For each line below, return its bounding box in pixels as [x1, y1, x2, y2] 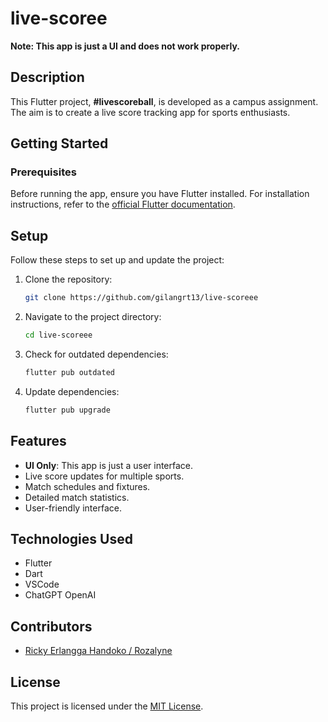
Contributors [10, 618, 93, 635]
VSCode [24, 578, 60, 591]
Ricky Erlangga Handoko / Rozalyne [24, 645, 173, 657]
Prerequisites [10, 165, 77, 179]
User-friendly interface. [24, 502, 122, 514]
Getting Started [10, 135, 109, 152]
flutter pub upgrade [24, 405, 111, 415]
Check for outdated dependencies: [24, 348, 169, 360]
